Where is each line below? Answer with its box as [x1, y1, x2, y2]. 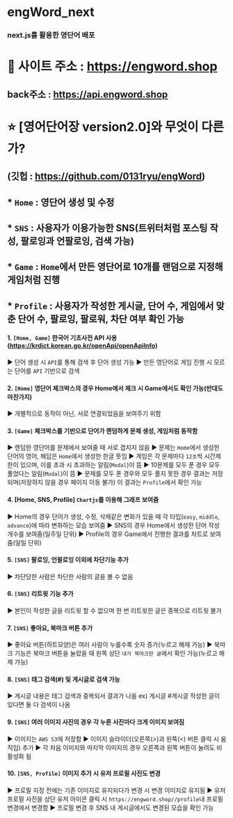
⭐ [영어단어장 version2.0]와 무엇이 [7, 119, 199, 134]
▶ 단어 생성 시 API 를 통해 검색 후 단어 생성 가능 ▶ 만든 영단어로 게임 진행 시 [7, 358, 212, 366]
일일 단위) [15, 538, 42, 546]
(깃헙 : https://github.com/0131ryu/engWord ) [7, 171, 206, 182]
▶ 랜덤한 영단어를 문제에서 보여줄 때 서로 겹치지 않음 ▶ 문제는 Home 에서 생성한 [7, 443, 220, 452]
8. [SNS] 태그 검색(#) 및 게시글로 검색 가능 [7, 675, 120, 683]
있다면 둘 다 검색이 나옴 [7, 700, 71, 709]
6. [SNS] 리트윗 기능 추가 [7, 590, 74, 598]
